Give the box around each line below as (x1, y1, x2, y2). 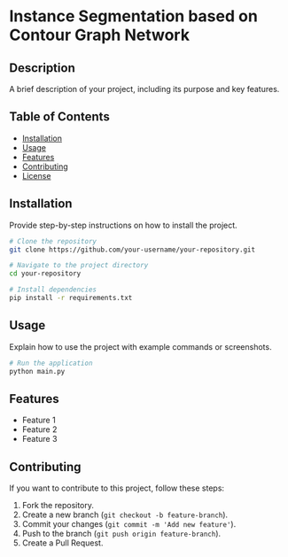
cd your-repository (9, 269, 82, 278)
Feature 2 (21, 424, 58, 435)
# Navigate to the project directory (9, 261, 149, 270)
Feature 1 (21, 414, 56, 426)
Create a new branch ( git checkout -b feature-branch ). (21, 509, 229, 520)
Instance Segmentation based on (9, 6, 259, 27)
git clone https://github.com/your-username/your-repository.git (9, 245, 255, 254)
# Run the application (9, 359, 93, 367)
